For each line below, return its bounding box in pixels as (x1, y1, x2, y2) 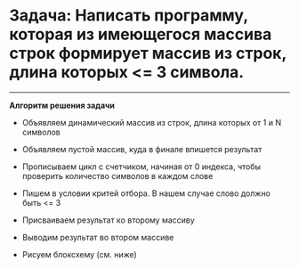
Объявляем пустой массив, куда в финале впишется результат (21, 143, 263, 154)
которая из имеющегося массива (9, 24, 272, 45)
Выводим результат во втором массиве (21, 232, 174, 242)
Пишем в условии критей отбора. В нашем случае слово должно (21, 188, 271, 199)
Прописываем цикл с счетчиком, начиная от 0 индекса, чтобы (21, 161, 261, 172)
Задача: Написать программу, (9, 5, 248, 26)
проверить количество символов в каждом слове (21, 170, 214, 181)
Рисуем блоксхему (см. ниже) (21, 249, 138, 259)
